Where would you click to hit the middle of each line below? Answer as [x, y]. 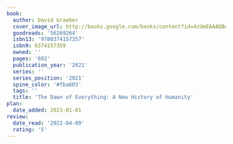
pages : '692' [32, 59]
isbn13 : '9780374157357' [49, 39]
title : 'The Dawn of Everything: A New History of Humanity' [103, 98]
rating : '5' [30, 129]
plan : [14, 104]
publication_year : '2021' [50, 65]
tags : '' [25, 91]
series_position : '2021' [49, 78]
